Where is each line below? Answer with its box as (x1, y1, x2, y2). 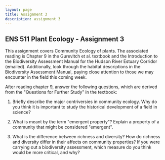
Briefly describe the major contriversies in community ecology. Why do (12, 99, 157, 105)
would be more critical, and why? (12, 150, 80, 156)
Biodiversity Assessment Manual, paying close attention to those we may (5, 69, 154, 75)
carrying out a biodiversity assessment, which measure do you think (12, 144, 152, 150)
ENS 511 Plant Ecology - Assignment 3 (5, 35, 124, 43)
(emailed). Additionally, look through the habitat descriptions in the (5, 64, 141, 70)
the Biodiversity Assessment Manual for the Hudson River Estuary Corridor (5, 58, 158, 64)
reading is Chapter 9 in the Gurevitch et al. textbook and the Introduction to (5, 53, 158, 59)
